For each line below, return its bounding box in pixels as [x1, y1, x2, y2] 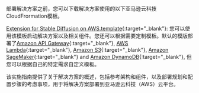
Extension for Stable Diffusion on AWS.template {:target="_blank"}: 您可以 [6, 25, 185, 32]
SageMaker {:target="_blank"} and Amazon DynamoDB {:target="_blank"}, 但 [6, 54, 192, 60]
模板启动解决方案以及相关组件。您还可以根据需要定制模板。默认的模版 [16, 32, 188, 39]
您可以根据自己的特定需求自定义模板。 [6, 61, 99, 68]
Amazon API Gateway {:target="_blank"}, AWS [17, 40, 129, 46]
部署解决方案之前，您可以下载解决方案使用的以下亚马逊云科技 [6, 5, 157, 12]
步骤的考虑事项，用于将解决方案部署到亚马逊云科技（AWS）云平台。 [11, 81, 179, 87]
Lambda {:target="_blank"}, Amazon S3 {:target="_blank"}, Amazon [6, 46, 169, 53]
